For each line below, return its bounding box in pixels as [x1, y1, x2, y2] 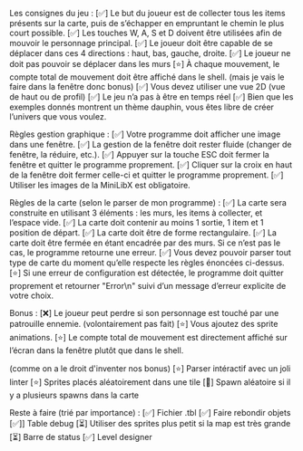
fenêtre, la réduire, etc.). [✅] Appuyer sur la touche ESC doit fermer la [9, 149, 269, 159]
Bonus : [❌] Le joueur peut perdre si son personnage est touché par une [9, 308, 279, 318]
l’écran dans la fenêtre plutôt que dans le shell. [9, 345, 184, 356]
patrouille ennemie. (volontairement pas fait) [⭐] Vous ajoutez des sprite [9, 319, 279, 329]
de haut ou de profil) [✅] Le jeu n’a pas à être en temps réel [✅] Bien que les [9, 91, 294, 102]
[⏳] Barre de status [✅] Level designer [9, 432, 152, 442]
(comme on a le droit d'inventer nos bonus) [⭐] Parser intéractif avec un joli [9, 363, 291, 374]
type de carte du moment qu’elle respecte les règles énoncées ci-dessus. [9, 257, 285, 268]
